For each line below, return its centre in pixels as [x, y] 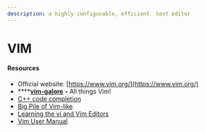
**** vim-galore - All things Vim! [64, 91]
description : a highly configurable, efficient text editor [99, 14]
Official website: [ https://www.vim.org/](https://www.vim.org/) [108, 84]
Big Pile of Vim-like [45, 107]
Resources [24, 68]
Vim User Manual [43, 121]
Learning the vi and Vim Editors [63, 114]
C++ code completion [49, 99]
